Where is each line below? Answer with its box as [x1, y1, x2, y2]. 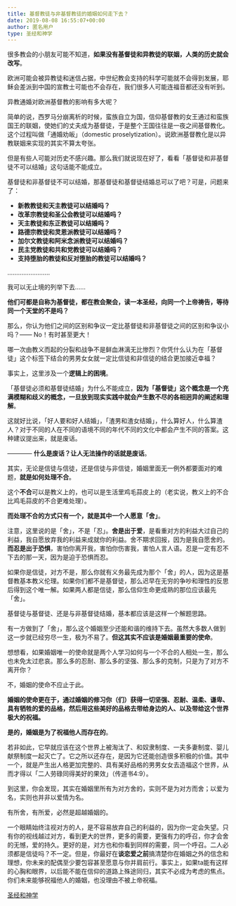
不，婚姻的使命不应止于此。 [7, 681, 88, 689]
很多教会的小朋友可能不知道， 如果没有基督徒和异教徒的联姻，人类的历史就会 [7, 50, 229, 58]
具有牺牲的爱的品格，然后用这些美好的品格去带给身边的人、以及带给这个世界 [7, 705, 229, 713]
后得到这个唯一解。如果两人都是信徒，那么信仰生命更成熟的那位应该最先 [7, 586, 216, 594]
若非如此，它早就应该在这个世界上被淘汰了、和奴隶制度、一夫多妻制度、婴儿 [7, 743, 229, 752]
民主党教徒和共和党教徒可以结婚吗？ [17, 246, 123, 254]
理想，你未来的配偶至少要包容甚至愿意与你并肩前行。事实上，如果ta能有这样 [7, 858, 228, 867]
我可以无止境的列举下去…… [7, 283, 86, 291]
